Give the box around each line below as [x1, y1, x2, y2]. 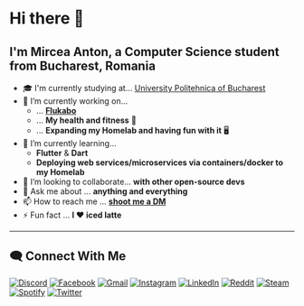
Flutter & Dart [35, 148, 89, 158]
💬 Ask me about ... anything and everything [22, 186, 188, 197]
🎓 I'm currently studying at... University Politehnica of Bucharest [22, 83, 266, 93]
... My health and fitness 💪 [35, 115, 138, 125]
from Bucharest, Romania [9, 58, 157, 73]
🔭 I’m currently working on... [22, 96, 128, 107]
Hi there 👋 [9, 8, 84, 29]
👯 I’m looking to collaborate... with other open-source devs [22, 176, 246, 187]
